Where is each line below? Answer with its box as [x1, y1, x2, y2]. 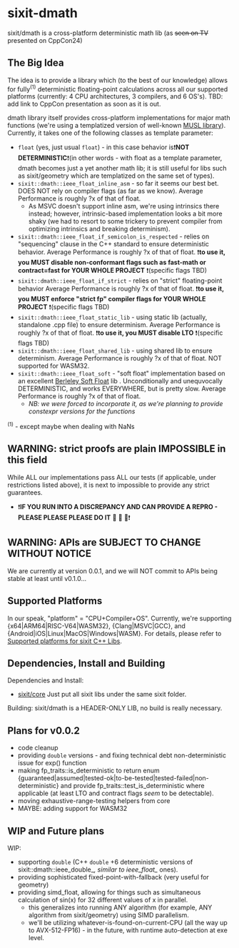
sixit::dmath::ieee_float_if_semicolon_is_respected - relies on [17, 232, 210, 241]
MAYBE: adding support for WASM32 [17, 805, 128, 813]
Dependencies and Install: [7, 676, 84, 685]
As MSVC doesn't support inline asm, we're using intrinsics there [28, 202, 220, 211]
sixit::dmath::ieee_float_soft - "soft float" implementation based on [17, 369, 226, 378]
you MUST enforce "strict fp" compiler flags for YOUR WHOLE [17, 295, 206, 303]
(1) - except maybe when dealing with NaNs [7, 421, 135, 431]
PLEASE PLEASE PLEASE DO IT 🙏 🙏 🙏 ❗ [17, 513, 131, 522]
